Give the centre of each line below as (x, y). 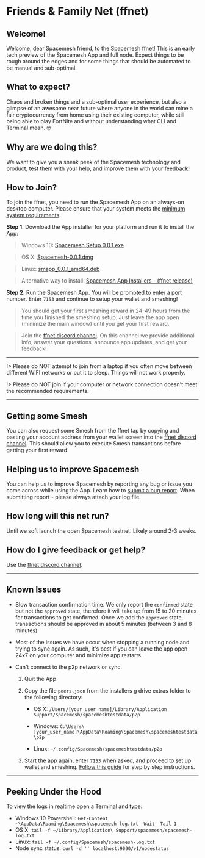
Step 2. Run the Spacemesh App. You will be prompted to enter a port (94, 293)
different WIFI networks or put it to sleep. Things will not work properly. (96, 373)
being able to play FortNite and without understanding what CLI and (92, 121)
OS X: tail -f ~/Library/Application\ (64, 830)
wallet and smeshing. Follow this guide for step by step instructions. (110, 766)
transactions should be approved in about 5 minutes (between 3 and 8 (103, 624)
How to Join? (32, 188)
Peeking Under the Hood (54, 791)
